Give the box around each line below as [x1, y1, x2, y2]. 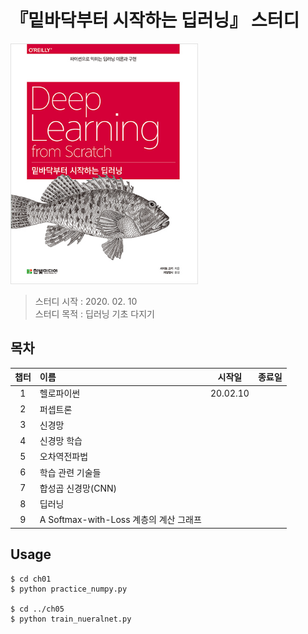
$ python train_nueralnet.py [10, 614, 132, 624]
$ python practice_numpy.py [10, 584, 128, 594]
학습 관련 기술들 [39, 466, 102, 478]
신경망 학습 [39, 435, 83, 446]
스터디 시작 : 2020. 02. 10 [34, 295, 138, 307]
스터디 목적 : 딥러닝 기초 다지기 [34, 307, 155, 320]
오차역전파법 [39, 451, 89, 463]
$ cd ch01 [10, 574, 52, 584]
